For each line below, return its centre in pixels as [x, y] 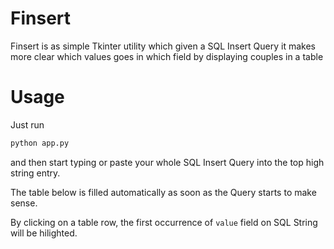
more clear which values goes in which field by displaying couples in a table [167, 56]
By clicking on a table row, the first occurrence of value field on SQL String [164, 222]
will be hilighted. [44, 233]
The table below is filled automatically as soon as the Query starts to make [163, 192]
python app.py [40, 143]
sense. [24, 203]
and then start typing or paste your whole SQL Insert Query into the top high [167, 162]
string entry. [35, 173]
